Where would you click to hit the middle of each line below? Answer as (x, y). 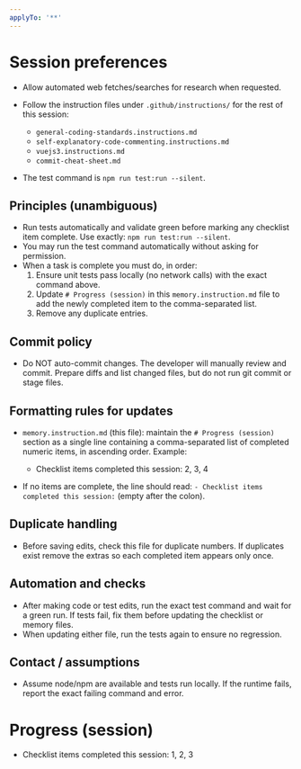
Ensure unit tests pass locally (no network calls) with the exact (151, 275)
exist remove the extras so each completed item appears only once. (148, 555)
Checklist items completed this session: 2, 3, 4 (122, 469)
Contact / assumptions (75, 662)
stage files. (43, 382)
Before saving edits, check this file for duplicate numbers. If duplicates (153, 546)
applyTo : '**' (36, 18)
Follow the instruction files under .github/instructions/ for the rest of (153, 104)
